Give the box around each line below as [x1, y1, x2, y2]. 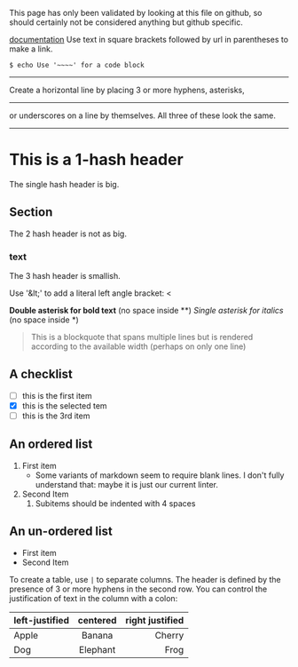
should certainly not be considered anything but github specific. [9, 17, 244, 28]
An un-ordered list [9, 524, 113, 539]
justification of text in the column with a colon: [9, 592, 178, 603]
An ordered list [9, 437, 93, 452]
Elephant [78, 643, 116, 655]
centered [77, 614, 117, 626]
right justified [125, 614, 184, 626]
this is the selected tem [21, 400, 108, 411]
